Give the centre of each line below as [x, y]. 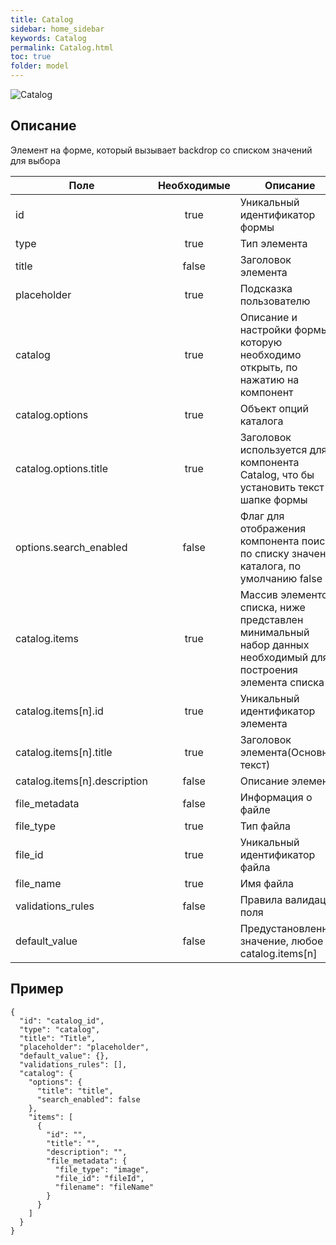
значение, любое [281, 941]
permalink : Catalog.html [62, 47]
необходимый [274, 657]
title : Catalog [42, 19]
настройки [265, 329]
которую [261, 342]
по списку [264, 553]
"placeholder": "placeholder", [84, 1047]
